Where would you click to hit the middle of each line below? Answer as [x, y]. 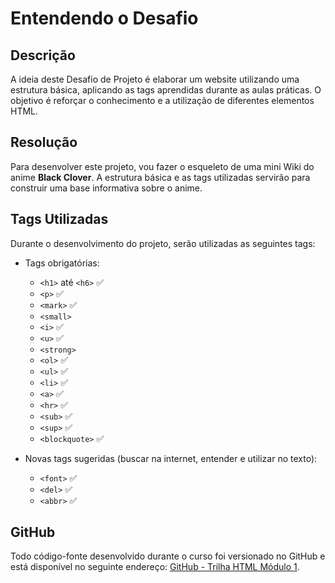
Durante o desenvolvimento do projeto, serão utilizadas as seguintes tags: [163, 243]
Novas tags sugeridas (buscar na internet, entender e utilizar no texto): [171, 458]
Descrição [43, 55]
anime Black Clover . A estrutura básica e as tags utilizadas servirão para [160, 177]
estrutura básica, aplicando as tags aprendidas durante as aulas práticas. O [166, 90]
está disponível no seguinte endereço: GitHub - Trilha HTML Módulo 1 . [155, 567]
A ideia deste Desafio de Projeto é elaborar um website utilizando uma [155, 79]
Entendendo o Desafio [104, 18]
